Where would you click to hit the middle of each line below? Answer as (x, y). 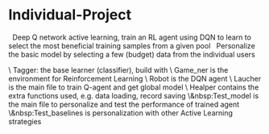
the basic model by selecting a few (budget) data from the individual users (132, 54)
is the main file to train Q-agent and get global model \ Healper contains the (134, 87)
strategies (25, 121)
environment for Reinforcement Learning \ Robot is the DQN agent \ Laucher (135, 78)
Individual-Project (70, 15)
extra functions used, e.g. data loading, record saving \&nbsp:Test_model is (134, 95)
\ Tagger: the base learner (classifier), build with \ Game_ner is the (118, 69)
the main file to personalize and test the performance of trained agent (124, 104)
